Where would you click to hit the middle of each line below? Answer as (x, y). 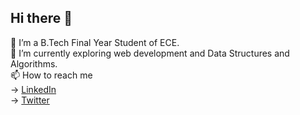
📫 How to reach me (51, 75)
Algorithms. (34, 63)
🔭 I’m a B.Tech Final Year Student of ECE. (95, 42)
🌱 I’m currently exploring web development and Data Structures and (150, 53)
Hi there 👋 (41, 18)
